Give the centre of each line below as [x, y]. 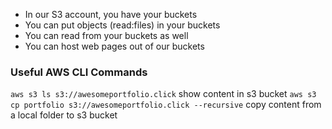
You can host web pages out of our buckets [114, 46]
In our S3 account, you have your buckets [111, 14]
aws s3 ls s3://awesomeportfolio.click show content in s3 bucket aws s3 [163, 94]
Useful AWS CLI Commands [79, 72]
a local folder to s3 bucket [64, 115]
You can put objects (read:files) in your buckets [122, 25]
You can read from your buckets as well [106, 35]
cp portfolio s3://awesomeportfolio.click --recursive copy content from [166, 105]
